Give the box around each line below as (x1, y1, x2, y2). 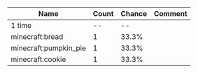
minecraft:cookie (10, 55, 66, 64)
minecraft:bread (10, 32, 64, 41)
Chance (120, 9, 148, 18)
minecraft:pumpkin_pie (10, 43, 86, 53)
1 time (10, 21, 32, 30)
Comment (153, 9, 188, 18)
